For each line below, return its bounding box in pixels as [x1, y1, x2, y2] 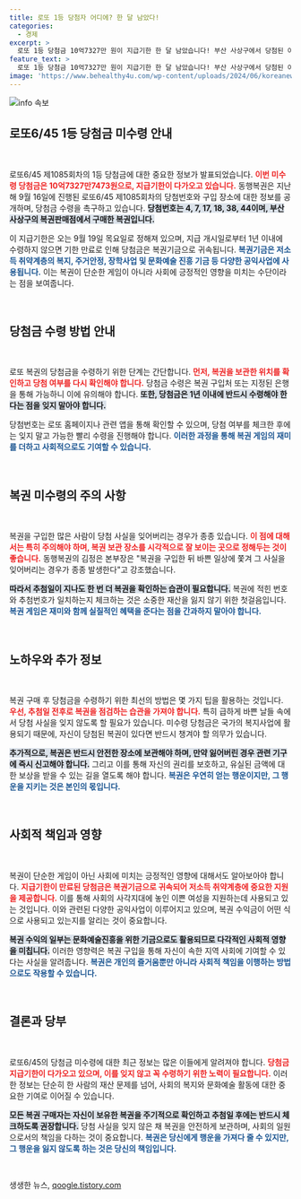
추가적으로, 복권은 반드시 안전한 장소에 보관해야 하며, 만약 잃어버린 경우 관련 [9, 748, 271, 758]
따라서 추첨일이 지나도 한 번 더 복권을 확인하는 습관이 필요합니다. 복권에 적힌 [9, 584, 271, 595]
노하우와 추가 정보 [9, 652, 102, 667]
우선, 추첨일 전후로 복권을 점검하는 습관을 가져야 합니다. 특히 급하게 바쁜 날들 [9, 706, 275, 717]
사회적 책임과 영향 [9, 827, 102, 843]
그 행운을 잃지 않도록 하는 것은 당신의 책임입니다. [9, 1143, 177, 1153]
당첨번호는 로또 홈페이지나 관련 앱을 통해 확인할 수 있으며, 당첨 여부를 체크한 [9, 419, 275, 430]
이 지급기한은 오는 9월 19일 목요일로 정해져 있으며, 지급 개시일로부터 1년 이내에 [9, 232, 284, 243]
